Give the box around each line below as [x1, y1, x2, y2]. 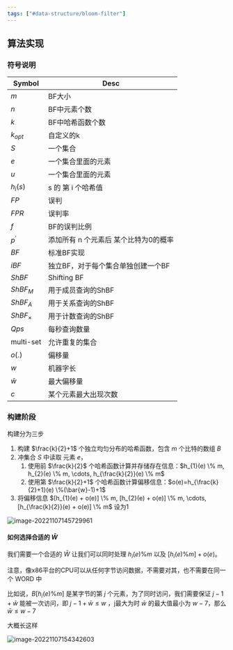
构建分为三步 [7, 429, 44, 438]
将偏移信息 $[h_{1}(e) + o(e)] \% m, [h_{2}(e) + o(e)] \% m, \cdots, [17, 494, 207, 502]
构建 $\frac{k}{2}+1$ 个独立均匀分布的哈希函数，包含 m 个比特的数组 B [17, 444, 221, 453]
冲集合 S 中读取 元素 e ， [17, 453, 87, 461]
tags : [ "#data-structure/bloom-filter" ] [7, 10, 127, 17]
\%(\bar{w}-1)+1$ [55, 485, 106, 494]
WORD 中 [15, 574, 42, 583]
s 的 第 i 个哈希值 [48, 183, 103, 193]
